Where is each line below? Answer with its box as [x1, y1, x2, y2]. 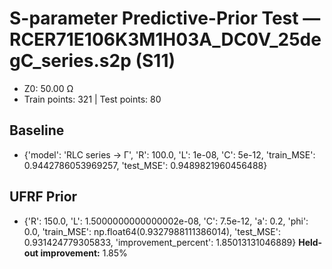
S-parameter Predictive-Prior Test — [9, 7, 321, 30]
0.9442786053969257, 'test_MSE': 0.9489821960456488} [23, 159, 268, 171]
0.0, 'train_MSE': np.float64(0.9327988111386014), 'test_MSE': [23, 225, 281, 237]
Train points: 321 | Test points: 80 [23, 93, 162, 105]
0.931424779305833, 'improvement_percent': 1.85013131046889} [23, 236, 297, 248]
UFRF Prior [9, 188, 78, 206]
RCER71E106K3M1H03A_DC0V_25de [9, 28, 322, 51]
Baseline [9, 122, 65, 139]
